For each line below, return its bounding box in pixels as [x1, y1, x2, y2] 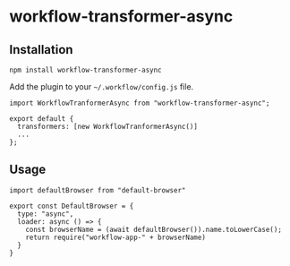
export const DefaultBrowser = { [9, 202, 134, 210]
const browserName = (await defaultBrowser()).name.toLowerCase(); [25, 225, 282, 234]
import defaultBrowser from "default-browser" [9, 185, 186, 194]
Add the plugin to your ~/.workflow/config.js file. [9, 82, 194, 91]
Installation [9, 42, 73, 57]
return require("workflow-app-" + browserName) [25, 233, 206, 242]
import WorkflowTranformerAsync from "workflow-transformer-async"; [9, 99, 270, 107]
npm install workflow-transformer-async [9, 65, 163, 74]
